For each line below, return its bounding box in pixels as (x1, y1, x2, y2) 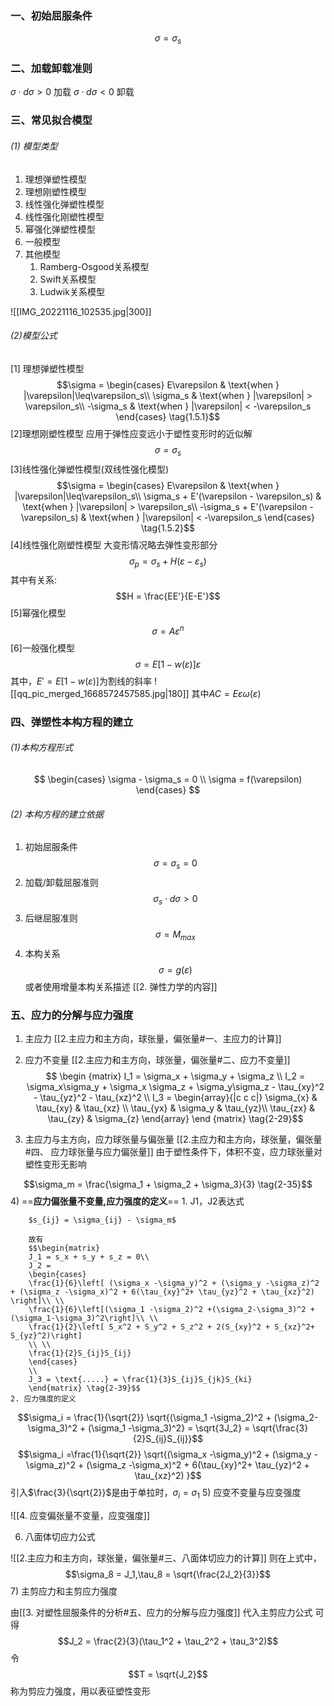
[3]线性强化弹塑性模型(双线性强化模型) (10, 463, 170, 475)
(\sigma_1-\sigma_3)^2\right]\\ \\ (10, 1313, 159, 1323)
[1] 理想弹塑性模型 (10, 362, 85, 374)
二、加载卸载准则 (10, 62, 93, 76)
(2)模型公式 (10, 330, 58, 342)
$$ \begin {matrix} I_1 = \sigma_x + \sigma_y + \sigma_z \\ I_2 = (45, 1070, 306, 1082)
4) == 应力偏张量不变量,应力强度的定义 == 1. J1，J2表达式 (10, 1195, 245, 1207)
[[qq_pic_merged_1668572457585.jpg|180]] (10, 687, 190, 699)
